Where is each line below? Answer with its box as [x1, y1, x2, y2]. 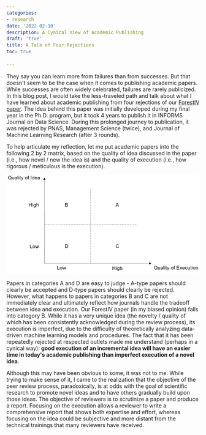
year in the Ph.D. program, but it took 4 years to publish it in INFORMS [6, 111, 183, 119]
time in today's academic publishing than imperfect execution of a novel [6, 351, 194, 358]
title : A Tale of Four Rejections [6, 42, 95, 48]
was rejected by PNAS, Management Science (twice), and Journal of [6, 124, 180, 132]
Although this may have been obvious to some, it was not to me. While [6, 369, 184, 376]
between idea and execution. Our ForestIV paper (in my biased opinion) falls [6, 305, 199, 313]
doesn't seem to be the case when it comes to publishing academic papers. [6, 79, 198, 86]
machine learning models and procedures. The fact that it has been [23, 331, 194, 339]
